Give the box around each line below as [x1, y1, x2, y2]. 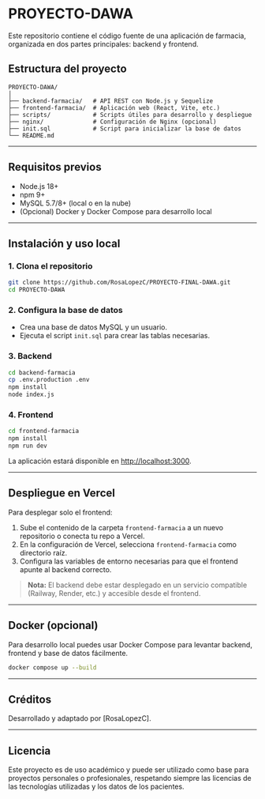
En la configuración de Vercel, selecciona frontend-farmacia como [19, 539, 237, 549]
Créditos [8, 692, 52, 706]
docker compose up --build [8, 663, 97, 672]
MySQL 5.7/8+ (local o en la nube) [19, 198, 132, 208]
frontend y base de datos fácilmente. [8, 648, 129, 658]
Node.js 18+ [19, 181, 59, 190]
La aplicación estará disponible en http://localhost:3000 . [8, 456, 192, 466]
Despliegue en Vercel [8, 487, 116, 500]
